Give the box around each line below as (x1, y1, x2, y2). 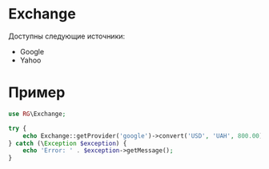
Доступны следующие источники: (8, 31, 126, 41)
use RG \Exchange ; (8, 110, 66, 118)
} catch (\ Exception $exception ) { (8, 139, 127, 147)
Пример (8, 83, 66, 102)
